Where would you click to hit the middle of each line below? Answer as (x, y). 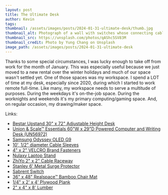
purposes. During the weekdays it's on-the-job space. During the (72, 93)
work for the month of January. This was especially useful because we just (82, 67)
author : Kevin (20, 19)
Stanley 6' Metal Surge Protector (46, 166)
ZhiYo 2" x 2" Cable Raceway (43, 160)
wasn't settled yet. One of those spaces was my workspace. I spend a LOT (82, 77)
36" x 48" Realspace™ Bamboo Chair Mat (55, 176)
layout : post (19, 10)
